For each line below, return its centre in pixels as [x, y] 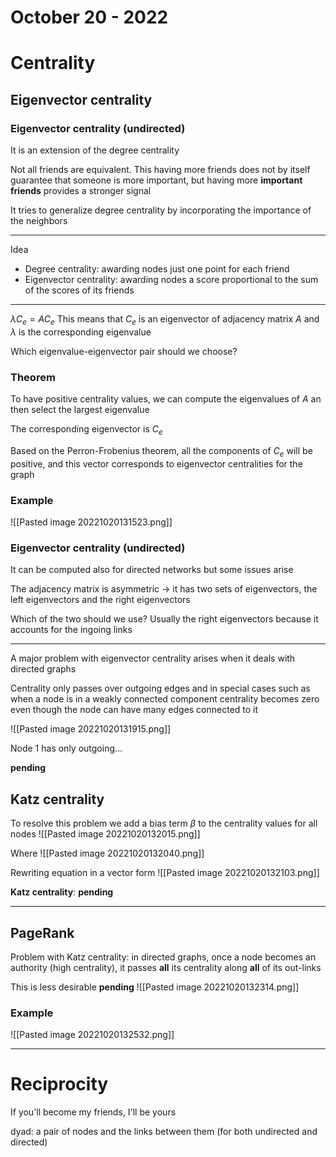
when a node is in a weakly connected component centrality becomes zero [165, 699]
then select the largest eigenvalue [80, 410]
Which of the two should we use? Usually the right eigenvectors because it [164, 619]
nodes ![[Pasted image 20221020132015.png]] [105, 834]
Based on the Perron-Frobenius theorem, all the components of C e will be [161, 451]
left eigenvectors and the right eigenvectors [100, 600]
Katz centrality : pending [62, 892]
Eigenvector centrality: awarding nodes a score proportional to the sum [171, 280]
